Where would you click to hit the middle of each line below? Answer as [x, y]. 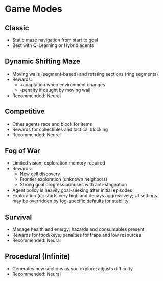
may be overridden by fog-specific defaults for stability [70, 201]
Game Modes [33, 9]
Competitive [25, 112]
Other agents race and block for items [52, 124]
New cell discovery [40, 174]
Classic [17, 28]
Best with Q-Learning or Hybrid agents [53, 45]
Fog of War [22, 151]
